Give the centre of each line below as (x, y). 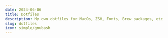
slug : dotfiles (21, 23)
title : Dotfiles (22, 14)
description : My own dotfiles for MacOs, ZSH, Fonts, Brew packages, (80, 19)
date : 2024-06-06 (23, 10)
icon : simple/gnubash (28, 28)
